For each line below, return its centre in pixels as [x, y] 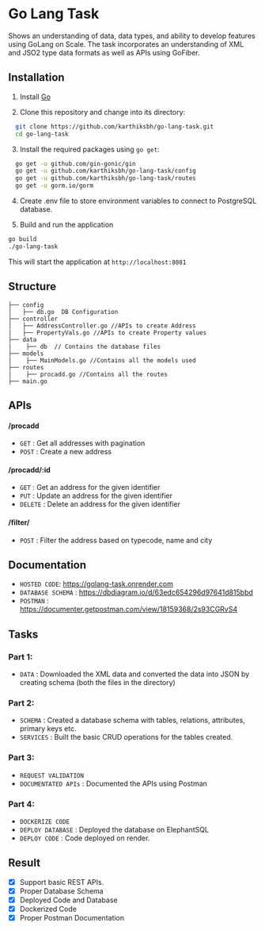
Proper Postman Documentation [72, 918]
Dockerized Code [48, 909]
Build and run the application [66, 224]
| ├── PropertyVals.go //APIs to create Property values [108, 333]
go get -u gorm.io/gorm [54, 186]
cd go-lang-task [42, 134]
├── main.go [28, 381]
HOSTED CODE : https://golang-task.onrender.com [97, 584]
